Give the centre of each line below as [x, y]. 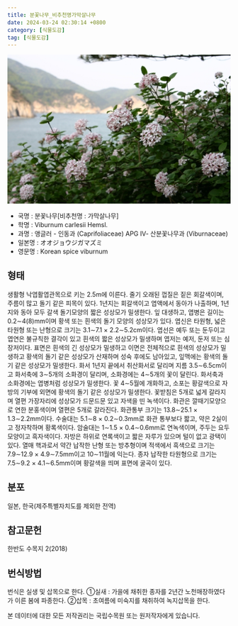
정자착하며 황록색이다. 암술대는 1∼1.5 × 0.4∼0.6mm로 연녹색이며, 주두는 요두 [122, 427]
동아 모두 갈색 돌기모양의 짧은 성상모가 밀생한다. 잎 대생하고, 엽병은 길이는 [122, 312]
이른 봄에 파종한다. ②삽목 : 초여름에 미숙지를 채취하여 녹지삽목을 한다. [112, 600]
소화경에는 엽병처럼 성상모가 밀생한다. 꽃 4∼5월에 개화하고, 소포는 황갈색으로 [114, 383]
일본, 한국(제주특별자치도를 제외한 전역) [62, 506]
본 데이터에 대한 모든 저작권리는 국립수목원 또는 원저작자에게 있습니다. [104, 616]
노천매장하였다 [205, 592]
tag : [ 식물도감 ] [28, 38]
